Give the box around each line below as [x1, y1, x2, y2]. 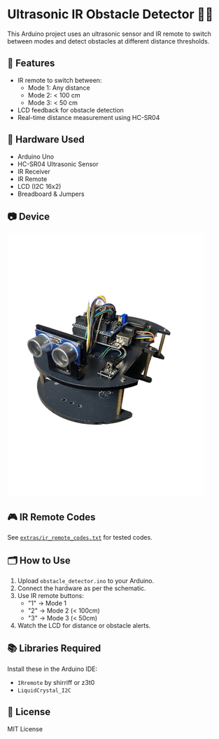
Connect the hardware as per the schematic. [17, 584, 146, 592]
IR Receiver [17, 167, 51, 175]
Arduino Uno [17, 152, 55, 161]
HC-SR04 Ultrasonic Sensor [17, 159, 99, 168]
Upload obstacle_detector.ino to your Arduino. [17, 577, 155, 585]
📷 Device [7, 211, 50, 222]
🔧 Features [7, 58, 55, 69]
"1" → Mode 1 [27, 599, 66, 607]
